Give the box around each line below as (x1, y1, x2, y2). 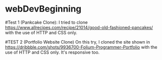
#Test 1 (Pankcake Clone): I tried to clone (5, 19, 88, 25)
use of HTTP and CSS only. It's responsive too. (5, 49, 100, 55)
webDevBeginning (5, 3, 82, 15)
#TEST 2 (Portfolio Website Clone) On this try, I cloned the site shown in (5, 39, 150, 45)
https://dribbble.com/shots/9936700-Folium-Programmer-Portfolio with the (5, 44, 158, 50)
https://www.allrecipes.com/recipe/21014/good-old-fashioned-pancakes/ (5, 24, 153, 30)
